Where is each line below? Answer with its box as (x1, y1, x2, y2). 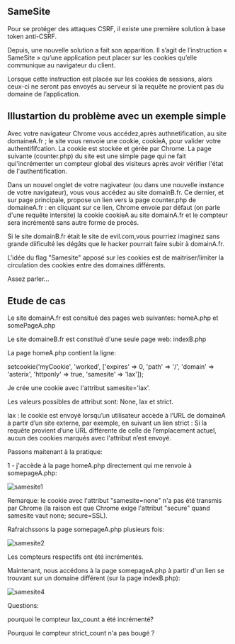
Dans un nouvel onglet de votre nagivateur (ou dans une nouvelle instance (7, 180, 224, 189)
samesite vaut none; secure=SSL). (7, 511, 108, 520)
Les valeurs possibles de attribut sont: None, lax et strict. (7, 397, 173, 406)
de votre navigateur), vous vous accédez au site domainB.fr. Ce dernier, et (7, 188, 224, 196)
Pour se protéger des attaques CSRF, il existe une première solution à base (7, 24, 226, 33)
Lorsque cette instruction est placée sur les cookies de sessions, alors (7, 74, 212, 83)
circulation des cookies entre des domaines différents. (7, 260, 166, 269)
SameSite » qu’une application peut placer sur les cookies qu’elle (7, 53, 197, 62)
